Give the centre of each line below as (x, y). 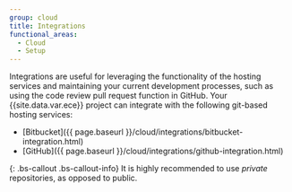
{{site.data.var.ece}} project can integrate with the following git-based (139, 105)
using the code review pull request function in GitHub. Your (118, 96)
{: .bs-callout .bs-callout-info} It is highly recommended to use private (138, 169)
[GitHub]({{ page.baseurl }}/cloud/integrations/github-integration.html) (153, 151)
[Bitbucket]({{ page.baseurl (73, 132)
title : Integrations (48, 26)
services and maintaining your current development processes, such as (142, 86)
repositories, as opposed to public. (73, 178)
